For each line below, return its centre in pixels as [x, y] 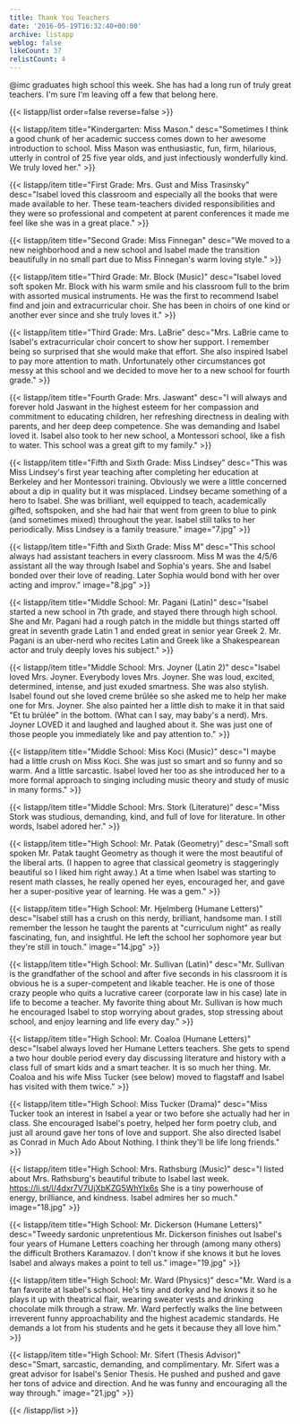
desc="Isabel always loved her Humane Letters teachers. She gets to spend [150, 1048]
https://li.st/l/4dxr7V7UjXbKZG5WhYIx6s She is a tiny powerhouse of [137, 1188]
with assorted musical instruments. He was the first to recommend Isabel [144, 296]
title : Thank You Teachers [60, 18]
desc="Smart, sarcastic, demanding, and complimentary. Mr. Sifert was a [144, 1364]
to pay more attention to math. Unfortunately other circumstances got [137, 361]
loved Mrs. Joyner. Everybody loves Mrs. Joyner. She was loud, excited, [142, 677]
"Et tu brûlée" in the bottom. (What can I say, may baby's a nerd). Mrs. [139, 715]
